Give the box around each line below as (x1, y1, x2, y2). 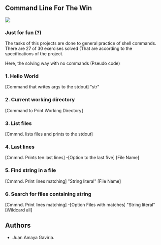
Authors (5, 221, 31, 230)
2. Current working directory (5, 96, 75, 103)
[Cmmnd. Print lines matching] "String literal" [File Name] (5, 178, 121, 184)
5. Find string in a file (5, 167, 56, 174)
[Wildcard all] (5, 207, 32, 213)
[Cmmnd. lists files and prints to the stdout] (5, 131, 93, 137)
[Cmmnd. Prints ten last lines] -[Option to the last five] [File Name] (5, 155, 139, 161)
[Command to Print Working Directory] (5, 107, 84, 113)
